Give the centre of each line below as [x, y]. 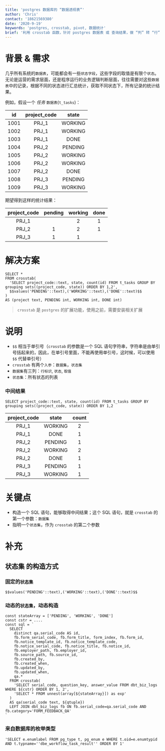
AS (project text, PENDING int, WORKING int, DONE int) [64, 300]
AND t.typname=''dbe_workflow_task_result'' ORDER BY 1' [65, 744]
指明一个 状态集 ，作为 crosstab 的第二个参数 [56, 525]
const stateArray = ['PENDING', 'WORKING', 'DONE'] [59, 616]
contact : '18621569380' [30, 19]
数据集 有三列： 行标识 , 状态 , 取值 [42, 371]
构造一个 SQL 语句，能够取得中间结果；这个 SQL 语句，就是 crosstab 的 [85, 512]
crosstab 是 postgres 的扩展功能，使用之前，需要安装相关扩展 [80, 310]
